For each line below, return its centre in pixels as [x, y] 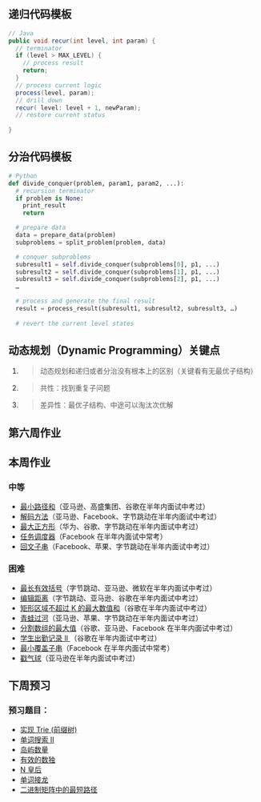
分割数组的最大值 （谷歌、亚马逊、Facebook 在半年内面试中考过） [128, 628]
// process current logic [59, 85]
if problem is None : [50, 198]
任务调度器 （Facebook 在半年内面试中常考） [93, 536]
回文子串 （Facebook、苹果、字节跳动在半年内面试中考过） [117, 546]
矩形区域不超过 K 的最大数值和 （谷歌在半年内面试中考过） [116, 608]
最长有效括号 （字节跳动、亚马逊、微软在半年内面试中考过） [118, 587]
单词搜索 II [37, 740]
